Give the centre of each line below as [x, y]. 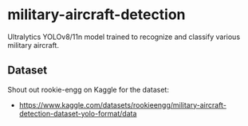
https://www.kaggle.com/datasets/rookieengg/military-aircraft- [122, 104]
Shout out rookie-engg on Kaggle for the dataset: [88, 89]
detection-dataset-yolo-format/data [78, 113]
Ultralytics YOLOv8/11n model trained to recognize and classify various [124, 37]
